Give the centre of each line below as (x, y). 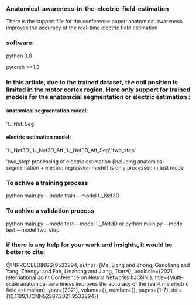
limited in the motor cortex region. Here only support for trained (98, 90)
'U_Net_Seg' (21, 124)
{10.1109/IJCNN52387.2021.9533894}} (52, 296)
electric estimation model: (39, 137)
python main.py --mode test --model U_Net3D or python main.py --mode (94, 224)
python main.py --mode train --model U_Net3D (63, 196)
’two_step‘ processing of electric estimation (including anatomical (85, 161)
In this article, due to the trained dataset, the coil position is (92, 82)
